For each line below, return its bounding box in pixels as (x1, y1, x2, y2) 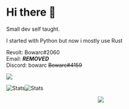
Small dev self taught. (6, 25, 60, 33)
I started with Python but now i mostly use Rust (6, 37, 123, 44)
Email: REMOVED (6, 55, 49, 62)
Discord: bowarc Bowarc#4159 (6, 61, 82, 69)
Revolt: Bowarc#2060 (6, 48, 60, 56)
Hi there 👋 (6, 5, 56, 19)
